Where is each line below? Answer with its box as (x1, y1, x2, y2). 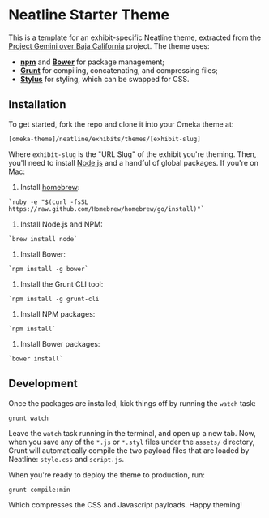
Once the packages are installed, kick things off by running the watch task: (8, 398, 257, 408)
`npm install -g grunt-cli (8, 295, 100, 303)
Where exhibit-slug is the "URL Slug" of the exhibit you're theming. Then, (8, 149, 257, 159)
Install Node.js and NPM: (19, 219, 103, 229)
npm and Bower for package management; (19, 57, 164, 67)
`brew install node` (8, 235, 79, 243)
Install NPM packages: (19, 309, 96, 318)
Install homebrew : (19, 182, 80, 192)
